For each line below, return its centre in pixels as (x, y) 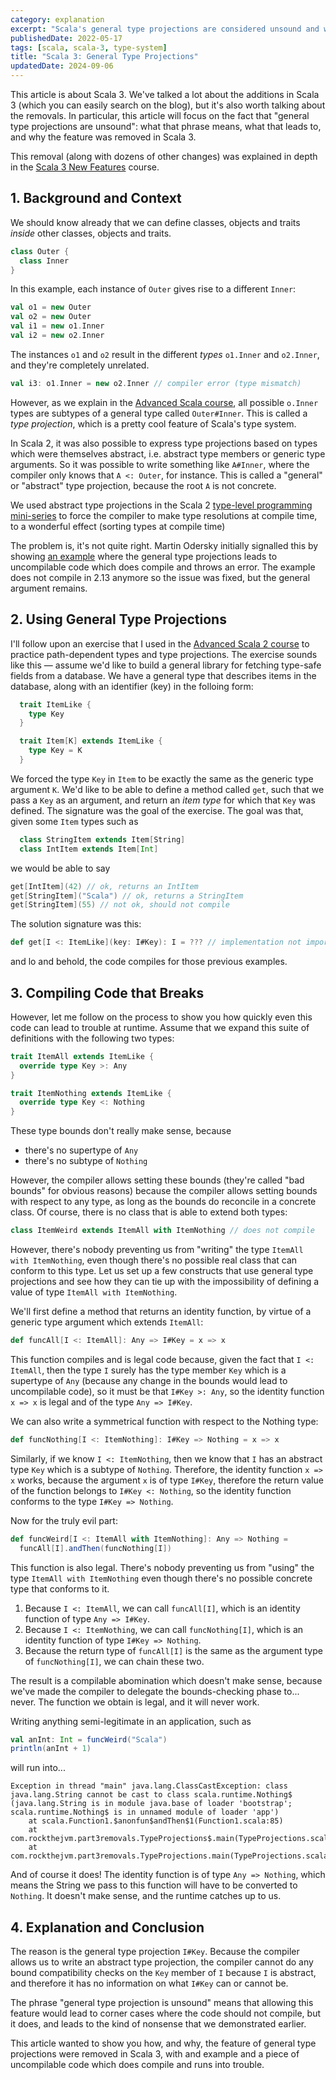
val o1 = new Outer (51, 307)
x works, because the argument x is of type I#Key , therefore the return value (167, 1480)
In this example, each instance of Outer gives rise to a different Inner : (153, 289)
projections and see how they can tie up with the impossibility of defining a (165, 1282)
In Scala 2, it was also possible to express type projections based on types (164, 443)
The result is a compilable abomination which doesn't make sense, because (166, 1680)
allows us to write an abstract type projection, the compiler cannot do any (162, 1962)
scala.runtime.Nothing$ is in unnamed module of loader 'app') (145, 1812)
